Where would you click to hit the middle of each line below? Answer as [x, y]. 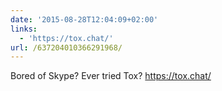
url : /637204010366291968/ [66, 47]
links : [24, 29]
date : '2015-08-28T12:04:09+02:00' [84, 19]
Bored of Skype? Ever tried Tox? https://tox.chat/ [111, 76]
